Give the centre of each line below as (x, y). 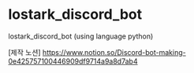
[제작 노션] (24, 52)
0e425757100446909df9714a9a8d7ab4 (73, 61)
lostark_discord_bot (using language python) (81, 36)
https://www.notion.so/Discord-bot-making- (114, 52)
